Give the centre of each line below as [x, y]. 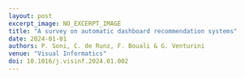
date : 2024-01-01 [38, 39]
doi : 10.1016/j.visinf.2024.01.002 [69, 62]
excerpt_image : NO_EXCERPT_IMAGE [65, 24]
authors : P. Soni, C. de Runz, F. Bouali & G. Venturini [107, 46]
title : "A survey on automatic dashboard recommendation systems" [123, 31]
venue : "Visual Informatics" [58, 54]
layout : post [30, 16]
